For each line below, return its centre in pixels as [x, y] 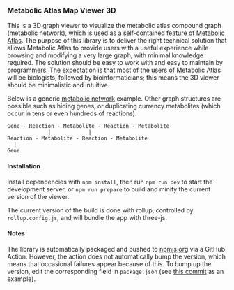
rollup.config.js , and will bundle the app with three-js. [87, 217]
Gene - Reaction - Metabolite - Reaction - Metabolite [88, 126]
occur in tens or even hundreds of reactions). [72, 113]
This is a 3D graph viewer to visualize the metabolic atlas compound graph [114, 26]
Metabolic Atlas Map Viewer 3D [62, 10]
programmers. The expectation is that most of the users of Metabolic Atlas [114, 70]
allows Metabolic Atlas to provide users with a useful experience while [108, 48]
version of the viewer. [38, 196]
